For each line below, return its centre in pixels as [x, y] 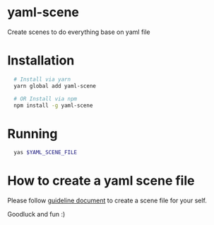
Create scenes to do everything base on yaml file [79, 32]
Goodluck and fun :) [36, 214]
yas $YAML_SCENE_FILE [46, 153]
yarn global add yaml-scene [55, 86]
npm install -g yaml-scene [53, 105]
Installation [41, 60]
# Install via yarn [42, 79]
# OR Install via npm [46, 99]
